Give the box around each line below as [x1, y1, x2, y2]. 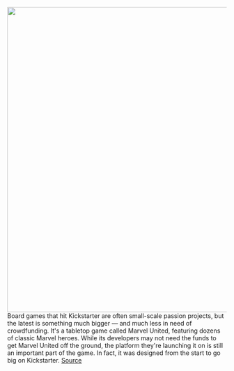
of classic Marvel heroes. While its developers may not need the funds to [7, 334, 217, 342]
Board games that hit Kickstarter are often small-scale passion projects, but [7, 312, 224, 320]
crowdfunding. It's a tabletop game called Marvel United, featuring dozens [7, 326, 221, 335]
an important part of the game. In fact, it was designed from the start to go [7, 349, 221, 357]
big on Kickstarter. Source [7, 356, 82, 364]
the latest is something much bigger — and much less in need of [7, 319, 192, 327]
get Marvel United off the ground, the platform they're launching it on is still [7, 342, 224, 349]
